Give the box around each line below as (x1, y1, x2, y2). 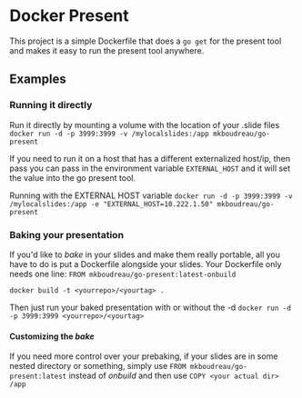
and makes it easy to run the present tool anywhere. (9, 45, 205, 55)
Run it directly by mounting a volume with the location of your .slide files (9, 119, 280, 130)
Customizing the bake (9, 331, 96, 342)
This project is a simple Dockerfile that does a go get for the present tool (9, 35, 282, 46)
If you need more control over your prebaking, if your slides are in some (9, 351, 278, 362)
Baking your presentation (9, 228, 125, 241)
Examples (9, 72, 66, 87)
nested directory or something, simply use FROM (9, 361, 186, 372)
